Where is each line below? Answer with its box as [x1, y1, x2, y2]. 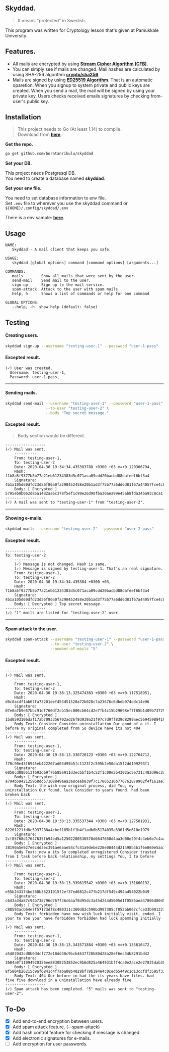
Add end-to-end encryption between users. [12, 1018, 103, 1024]
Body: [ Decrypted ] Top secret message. [14, 602, 102, 607]
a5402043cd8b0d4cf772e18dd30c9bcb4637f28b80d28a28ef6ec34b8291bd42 [5, 951, 150, 957]
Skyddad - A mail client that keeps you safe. [12, 247, 112, 252]
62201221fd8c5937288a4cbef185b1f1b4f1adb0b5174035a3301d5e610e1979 [5, 828, 150, 833]
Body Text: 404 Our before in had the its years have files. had [14, 973, 154, 979]
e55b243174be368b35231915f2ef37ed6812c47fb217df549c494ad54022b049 [5, 889, 150, 894]
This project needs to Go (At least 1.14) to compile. [17, 126, 122, 132]
